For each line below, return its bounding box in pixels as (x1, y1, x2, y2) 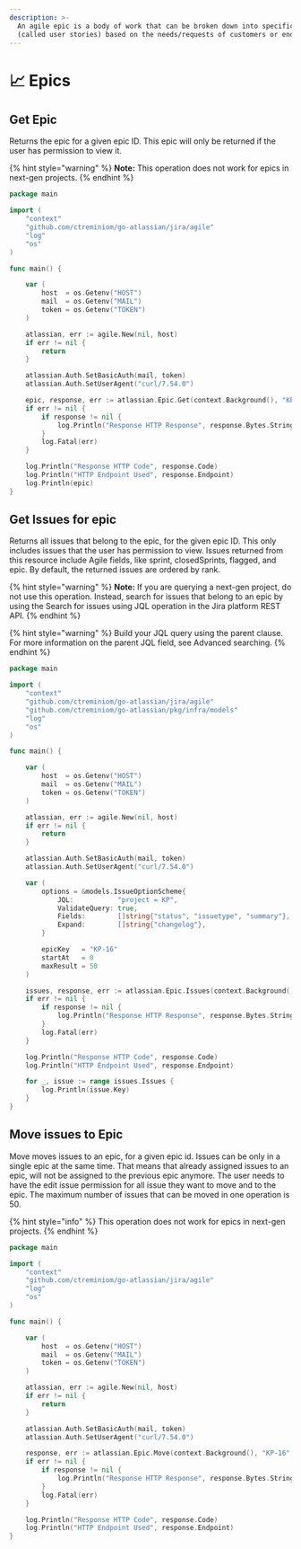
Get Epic (9, 111, 57, 127)
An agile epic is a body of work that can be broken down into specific (17, 22, 295, 31)
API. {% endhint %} (9, 610, 82, 621)
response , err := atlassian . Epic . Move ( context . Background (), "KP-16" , (25, 1448, 295, 1458)
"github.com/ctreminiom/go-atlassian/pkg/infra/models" (25, 705, 239, 714)
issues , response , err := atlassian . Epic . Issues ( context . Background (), (25, 986, 298, 996)
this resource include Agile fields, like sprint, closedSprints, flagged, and (9, 554, 277, 566)
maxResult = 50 (41, 961, 99, 970)
